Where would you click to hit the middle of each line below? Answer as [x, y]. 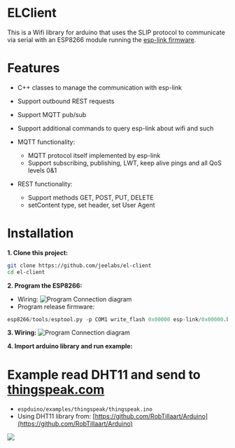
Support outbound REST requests [66, 101]
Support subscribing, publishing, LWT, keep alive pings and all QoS [124, 163]
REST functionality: [45, 184]
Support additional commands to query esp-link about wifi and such [115, 128]
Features [34, 68]
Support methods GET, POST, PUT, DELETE [91, 197]
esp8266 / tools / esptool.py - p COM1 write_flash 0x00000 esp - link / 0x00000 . [117, 319]
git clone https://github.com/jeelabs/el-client [79, 265]
